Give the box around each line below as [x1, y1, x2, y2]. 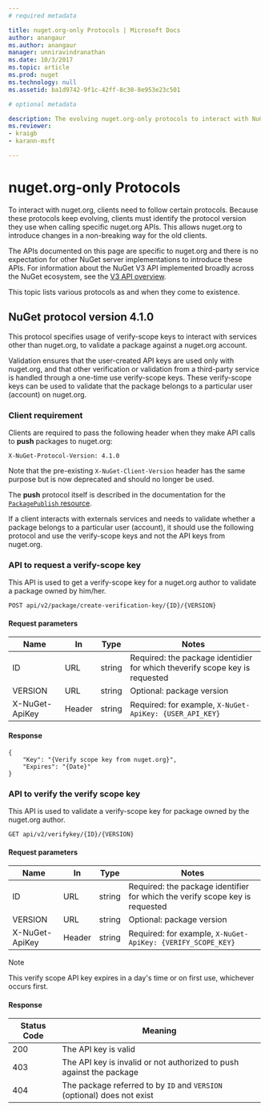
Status [20, 1020, 46, 1032]
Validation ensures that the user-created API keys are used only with [8, 356, 235, 365]
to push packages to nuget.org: [8, 436, 113, 445]
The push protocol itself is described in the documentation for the [8, 489, 226, 499]
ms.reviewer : [8, 122, 52, 131]
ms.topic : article [8, 63, 70, 72]
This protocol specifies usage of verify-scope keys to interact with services [8, 332, 258, 341]
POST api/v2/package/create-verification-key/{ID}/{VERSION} [8, 602, 217, 610]
